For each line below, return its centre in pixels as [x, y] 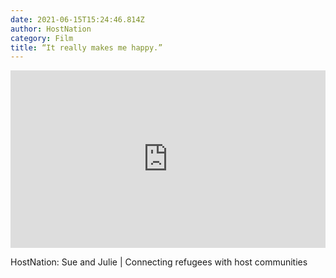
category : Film [42, 38]
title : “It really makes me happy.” [86, 47]
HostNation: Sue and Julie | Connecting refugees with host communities [159, 262]
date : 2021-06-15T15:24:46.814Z [77, 19]
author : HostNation [51, 29]
